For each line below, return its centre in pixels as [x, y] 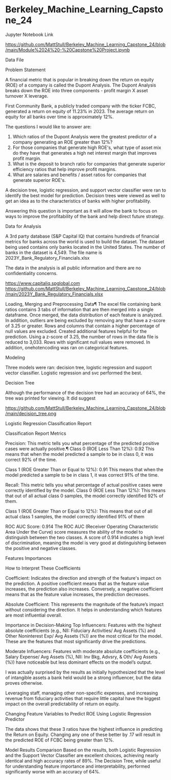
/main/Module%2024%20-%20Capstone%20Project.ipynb [68, 50]
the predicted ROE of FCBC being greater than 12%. [60, 740]
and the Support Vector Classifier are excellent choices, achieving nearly [82, 755]
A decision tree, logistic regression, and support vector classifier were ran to [86, 190]
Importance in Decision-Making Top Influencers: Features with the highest [83, 625]
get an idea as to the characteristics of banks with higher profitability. [78, 201]
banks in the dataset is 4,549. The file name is [54, 252]
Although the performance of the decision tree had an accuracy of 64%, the [86, 392]
